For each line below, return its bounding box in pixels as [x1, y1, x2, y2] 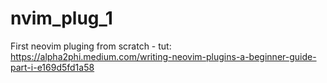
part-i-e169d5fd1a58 [10, 61, 95, 73]
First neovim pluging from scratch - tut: [10, 40, 172, 52]
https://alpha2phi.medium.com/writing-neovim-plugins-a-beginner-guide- [10, 50, 317, 62]
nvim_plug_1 [10, 7, 113, 30]
